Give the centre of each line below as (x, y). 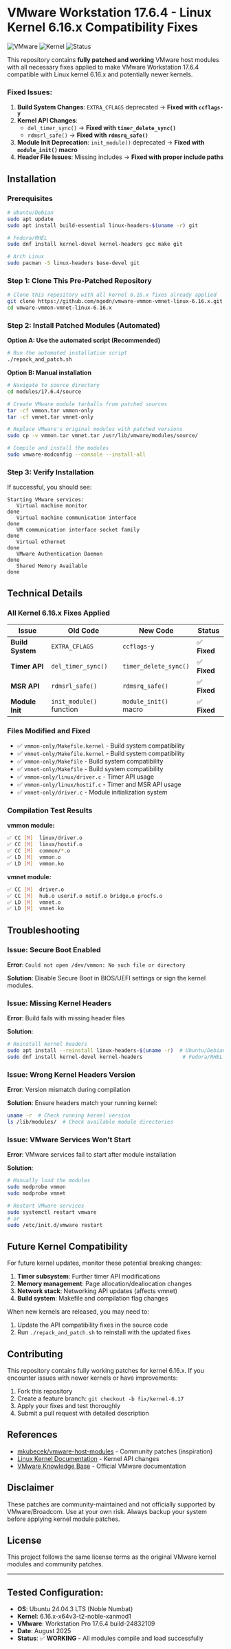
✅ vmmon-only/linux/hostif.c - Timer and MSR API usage (99, 785)
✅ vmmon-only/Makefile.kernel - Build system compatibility (101, 746)
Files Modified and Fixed (49, 731)
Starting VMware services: (46, 500)
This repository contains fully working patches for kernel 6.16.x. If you (106, 1371)
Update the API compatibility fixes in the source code (92, 1325)
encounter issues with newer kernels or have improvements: (92, 1378)
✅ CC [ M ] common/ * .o (39, 851)
